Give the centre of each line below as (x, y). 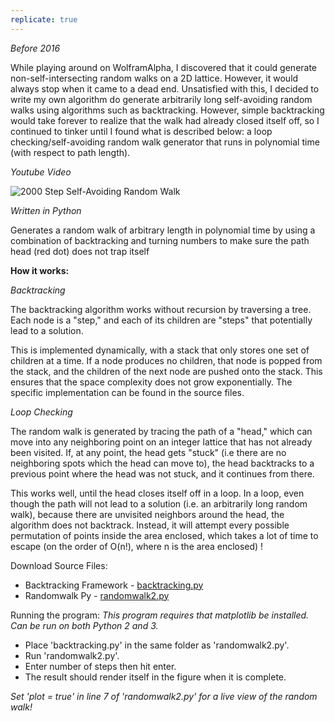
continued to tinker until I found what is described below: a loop (141, 131)
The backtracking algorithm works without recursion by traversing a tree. (161, 309)
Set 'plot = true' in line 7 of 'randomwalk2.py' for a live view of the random (164, 696)
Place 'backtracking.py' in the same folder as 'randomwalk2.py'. (157, 645)
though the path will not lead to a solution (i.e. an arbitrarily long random (159, 503)
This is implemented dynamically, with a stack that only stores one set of (160, 350)
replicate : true (44, 19)
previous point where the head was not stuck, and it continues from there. (162, 473)
